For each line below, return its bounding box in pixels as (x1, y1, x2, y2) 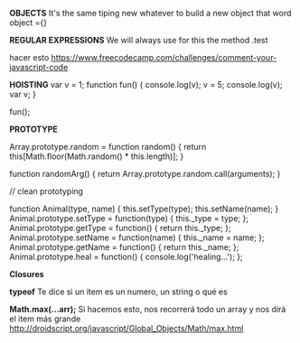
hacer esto (9, 52, 50, 62)
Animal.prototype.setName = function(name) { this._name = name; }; (9, 232, 265, 243)
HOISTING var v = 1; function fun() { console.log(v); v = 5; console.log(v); (9, 79, 283, 89)
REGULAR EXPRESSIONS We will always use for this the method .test (9, 35, 268, 45)
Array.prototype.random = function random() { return (9, 142, 207, 152)
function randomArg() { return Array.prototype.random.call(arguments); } (9, 169, 281, 179)
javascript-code (9, 62, 69, 72)
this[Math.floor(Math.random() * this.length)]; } (9, 151, 184, 162)
